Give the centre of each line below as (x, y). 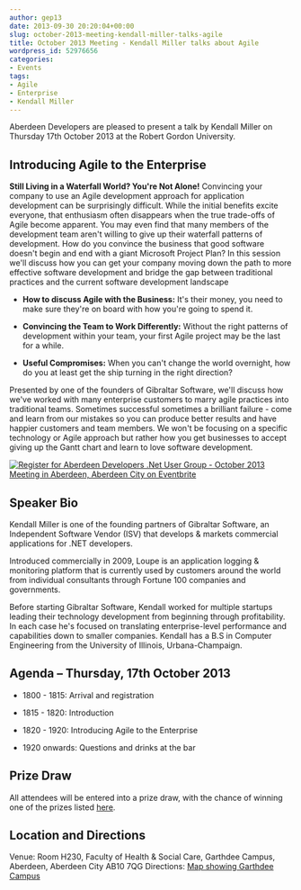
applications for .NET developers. (71, 544)
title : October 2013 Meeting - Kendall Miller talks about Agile (134, 43)
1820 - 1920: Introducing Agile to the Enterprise (110, 730)
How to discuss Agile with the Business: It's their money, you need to (152, 300)
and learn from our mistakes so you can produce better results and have (143, 418)
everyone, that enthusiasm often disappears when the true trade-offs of (142, 215)
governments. (35, 589)
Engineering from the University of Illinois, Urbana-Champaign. (126, 645)
